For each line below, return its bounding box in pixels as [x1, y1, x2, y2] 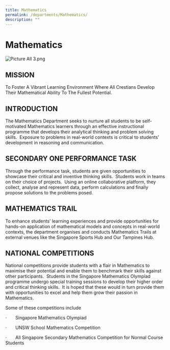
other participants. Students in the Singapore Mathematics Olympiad [5, 273, 151, 280]
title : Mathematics [5, 7, 47, 13]
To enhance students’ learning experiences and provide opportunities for [5, 218, 159, 224]
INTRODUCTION [5, 104, 58, 113]
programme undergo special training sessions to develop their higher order [5, 279, 163, 285]
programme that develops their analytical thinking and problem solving [5, 129, 154, 135]
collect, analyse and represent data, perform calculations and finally [5, 184, 149, 190]
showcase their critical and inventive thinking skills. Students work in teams [5, 173, 165, 179]
